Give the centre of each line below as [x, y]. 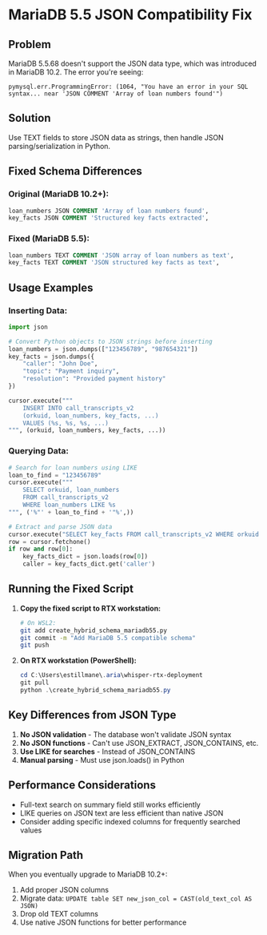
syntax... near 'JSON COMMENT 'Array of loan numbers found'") [116, 94]
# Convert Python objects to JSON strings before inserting [111, 341]
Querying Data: [39, 451]
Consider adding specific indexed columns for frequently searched [130, 821]
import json [28, 327]
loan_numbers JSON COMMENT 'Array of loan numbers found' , [109, 211]
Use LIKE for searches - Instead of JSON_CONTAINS [108, 752]
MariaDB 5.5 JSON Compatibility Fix [130, 15]
